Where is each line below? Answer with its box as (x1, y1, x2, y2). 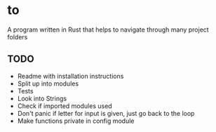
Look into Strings (17, 94, 67, 103)
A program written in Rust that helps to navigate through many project (7, 25, 209, 34)
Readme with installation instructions (17, 72, 124, 80)
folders (7, 32, 28, 41)
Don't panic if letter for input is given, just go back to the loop (17, 109, 195, 117)
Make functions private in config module (17, 117, 135, 125)
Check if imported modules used (17, 101, 112, 110)
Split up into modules (17, 79, 79, 88)
